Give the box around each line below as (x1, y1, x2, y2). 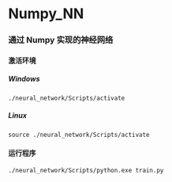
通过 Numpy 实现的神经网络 (8, 35, 114, 46)
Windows (8, 74, 41, 84)
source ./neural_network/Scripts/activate (8, 131, 150, 138)
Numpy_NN (8, 5, 84, 23)
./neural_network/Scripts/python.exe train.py (8, 166, 164, 174)
